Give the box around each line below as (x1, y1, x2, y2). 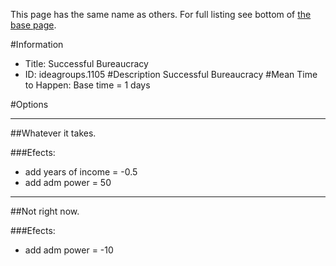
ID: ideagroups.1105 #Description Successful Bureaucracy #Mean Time (24, 69, 318, 80)
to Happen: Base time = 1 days (24, 79, 151, 91)
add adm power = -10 (24, 244, 114, 256)
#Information (10, 39, 64, 50)
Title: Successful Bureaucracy (24, 58, 149, 69)
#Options (10, 99, 49, 110)
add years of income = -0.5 (24, 166, 138, 178)
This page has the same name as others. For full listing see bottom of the (10, 9, 312, 20)
